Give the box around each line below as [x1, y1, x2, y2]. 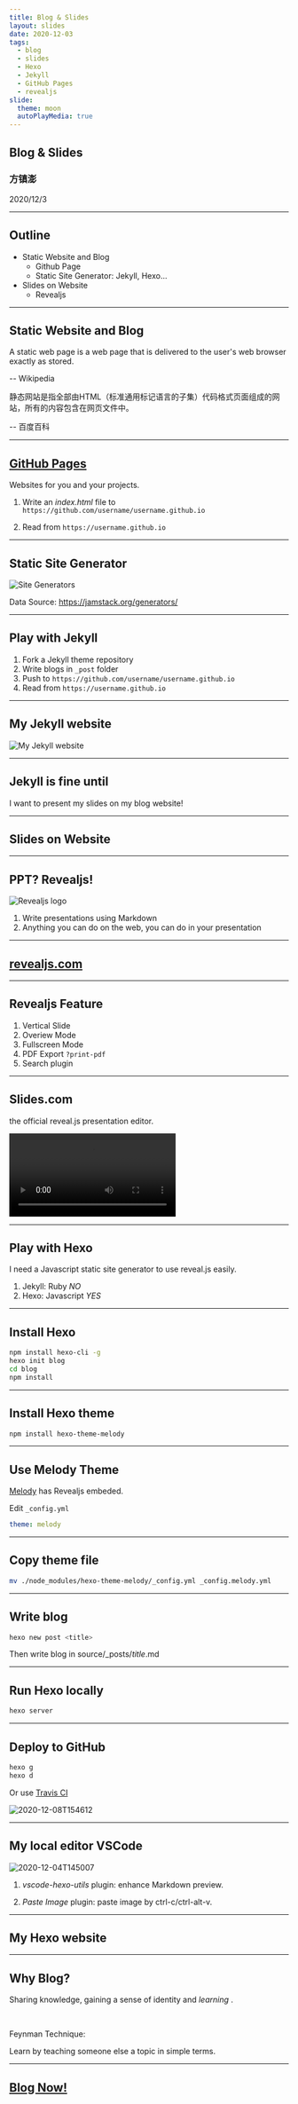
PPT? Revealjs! [9, 871, 93, 887]
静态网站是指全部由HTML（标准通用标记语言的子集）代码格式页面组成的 [9, 391, 273, 402]
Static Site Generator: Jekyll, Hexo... [35, 270, 168, 280]
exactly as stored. [9, 356, 74, 366]
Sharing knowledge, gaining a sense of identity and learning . [9, 1994, 233, 2005]
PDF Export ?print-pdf [21, 1048, 106, 1059]
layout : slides [9, 21, 66, 30]
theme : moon [17, 104, 62, 113]
